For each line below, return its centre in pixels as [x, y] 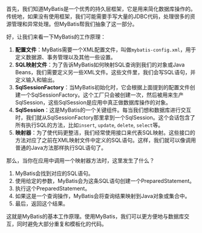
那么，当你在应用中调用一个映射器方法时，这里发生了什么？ [80, 161]
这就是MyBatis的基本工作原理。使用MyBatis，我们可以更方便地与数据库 [95, 216]
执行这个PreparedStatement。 [53, 188]
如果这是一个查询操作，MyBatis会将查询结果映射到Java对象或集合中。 [103, 196]
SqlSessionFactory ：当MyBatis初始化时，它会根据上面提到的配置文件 [103, 87]
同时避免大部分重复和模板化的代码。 [62, 224]
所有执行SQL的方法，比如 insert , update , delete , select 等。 [89, 125]
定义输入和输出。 [36, 80]
